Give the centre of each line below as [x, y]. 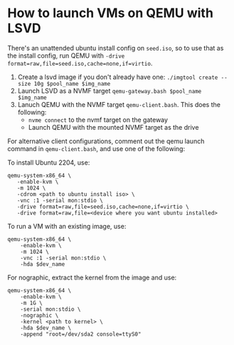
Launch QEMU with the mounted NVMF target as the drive [113, 127]
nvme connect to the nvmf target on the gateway [98, 120]
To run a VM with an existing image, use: [67, 226]
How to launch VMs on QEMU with [110, 13]
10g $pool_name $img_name [72, 83]
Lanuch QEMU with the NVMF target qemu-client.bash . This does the [119, 104]
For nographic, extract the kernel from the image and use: [92, 277]
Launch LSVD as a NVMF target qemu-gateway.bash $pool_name [110, 91]
